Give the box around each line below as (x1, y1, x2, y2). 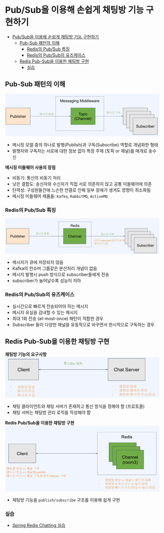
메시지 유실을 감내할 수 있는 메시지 (12, 309, 78, 315)
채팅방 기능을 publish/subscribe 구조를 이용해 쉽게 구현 (12, 497, 120, 503)
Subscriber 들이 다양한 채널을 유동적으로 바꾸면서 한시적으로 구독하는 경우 (12, 322, 155, 327)
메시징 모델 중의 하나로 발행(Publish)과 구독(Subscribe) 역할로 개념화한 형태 (12, 142, 158, 148)
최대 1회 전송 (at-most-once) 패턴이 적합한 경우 (12, 315, 104, 321)
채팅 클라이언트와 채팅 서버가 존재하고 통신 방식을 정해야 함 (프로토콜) (12, 403, 145, 409)
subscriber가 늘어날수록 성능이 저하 (12, 278, 81, 284)
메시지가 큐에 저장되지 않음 (12, 259, 64, 265)
